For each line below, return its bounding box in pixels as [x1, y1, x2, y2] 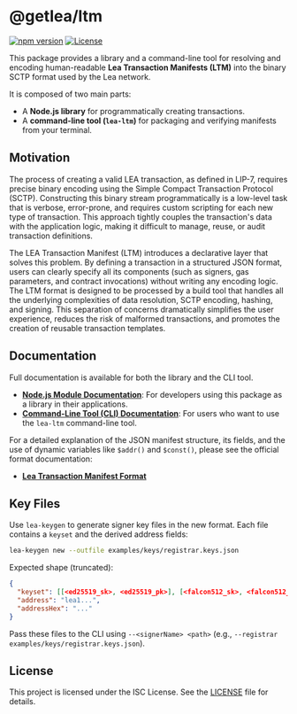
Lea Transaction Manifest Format [21, 470, 148, 481]
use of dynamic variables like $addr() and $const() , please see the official [9, 444, 279, 454]
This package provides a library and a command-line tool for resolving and [9, 52, 281, 63]
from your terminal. [21, 124, 93, 135]
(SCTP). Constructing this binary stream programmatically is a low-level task [9, 192, 288, 203]
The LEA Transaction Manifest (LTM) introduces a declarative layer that [9, 247, 269, 258]
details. [9, 696, 36, 707]
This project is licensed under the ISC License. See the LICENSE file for [9, 687, 269, 697]
